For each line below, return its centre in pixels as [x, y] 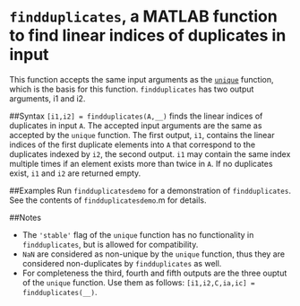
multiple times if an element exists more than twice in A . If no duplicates [141, 163]
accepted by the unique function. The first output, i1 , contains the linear [142, 135]
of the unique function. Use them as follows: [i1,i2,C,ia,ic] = [138, 282]
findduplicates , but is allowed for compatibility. [110, 244]
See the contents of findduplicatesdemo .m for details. [108, 200]
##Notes [26, 217]
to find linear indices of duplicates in [148, 35]
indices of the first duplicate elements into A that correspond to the [133, 144]
